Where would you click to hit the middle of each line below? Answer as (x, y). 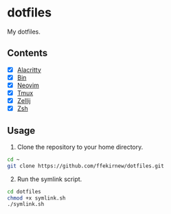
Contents (27, 53)
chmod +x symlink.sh (37, 198)
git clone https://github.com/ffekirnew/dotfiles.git (86, 166)
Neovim (28, 85)
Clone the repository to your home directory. (80, 147)
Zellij (24, 100)
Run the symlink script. (49, 179)
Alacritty (29, 69)
